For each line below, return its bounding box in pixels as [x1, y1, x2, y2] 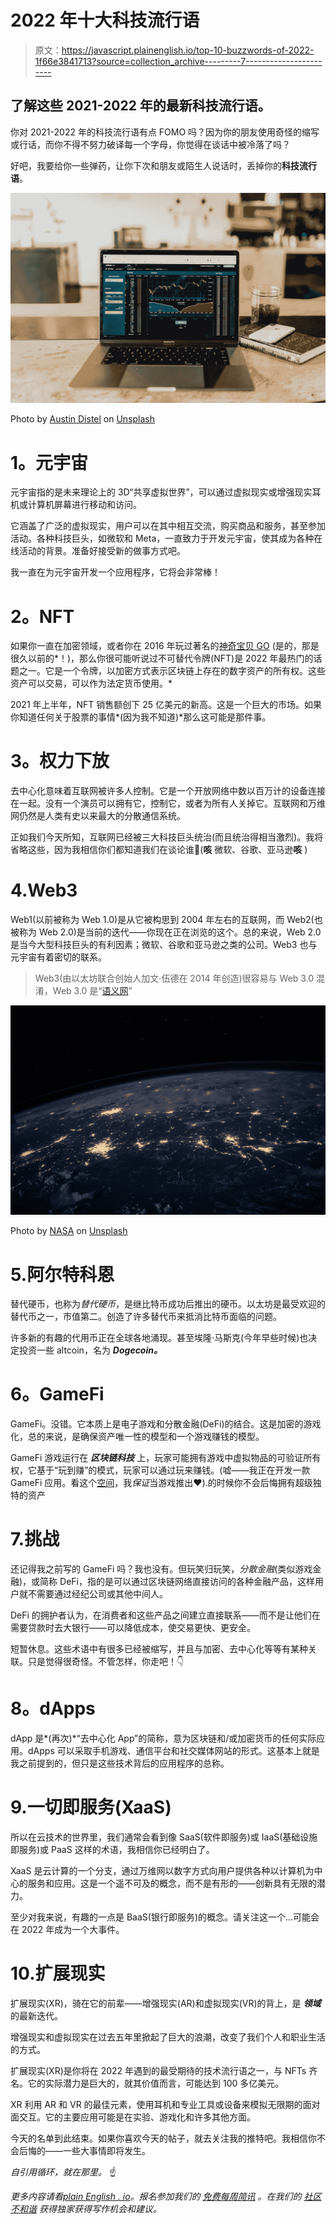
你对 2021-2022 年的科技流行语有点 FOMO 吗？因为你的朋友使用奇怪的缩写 [10, 126, 320, 138]
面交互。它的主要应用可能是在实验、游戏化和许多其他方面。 [10, 2111, 256, 2123]
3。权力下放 [10, 750, 110, 773]
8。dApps [10, 1697, 96, 1720]
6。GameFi [10, 1383, 105, 1406]
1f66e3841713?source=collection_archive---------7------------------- [34, 55, 323, 67]
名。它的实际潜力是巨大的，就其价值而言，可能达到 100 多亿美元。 [10, 2077, 285, 2089]
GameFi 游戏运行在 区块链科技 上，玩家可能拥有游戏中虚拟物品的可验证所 [10, 1452, 313, 1464]
